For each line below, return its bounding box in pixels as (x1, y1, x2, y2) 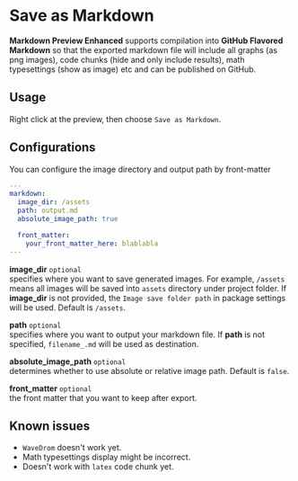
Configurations (9, 140, 96, 156)
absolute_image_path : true (17, 215, 118, 224)
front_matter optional (9, 383, 92, 394)
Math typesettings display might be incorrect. (22, 451, 191, 463)
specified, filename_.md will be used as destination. (9, 338, 199, 349)
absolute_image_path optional (9, 356, 127, 367)
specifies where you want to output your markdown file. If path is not (9, 329, 266, 340)
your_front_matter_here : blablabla (25, 239, 159, 248)
